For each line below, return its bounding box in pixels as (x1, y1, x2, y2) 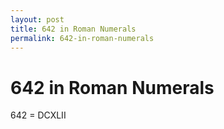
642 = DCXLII (10, 109, 67, 121)
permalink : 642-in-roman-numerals (10, 33, 155, 43)
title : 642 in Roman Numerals (10, 24, 137, 34)
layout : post (10, 14, 65, 25)
